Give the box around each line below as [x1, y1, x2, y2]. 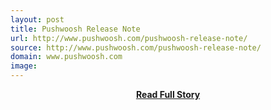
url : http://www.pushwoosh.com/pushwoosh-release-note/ [10, 33, 248, 43]
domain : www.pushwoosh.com [10, 52, 123, 62]
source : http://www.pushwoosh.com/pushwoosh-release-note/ [10, 42, 262, 53]
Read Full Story [135, 89, 201, 100]
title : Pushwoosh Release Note [10, 24, 141, 34]
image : [10, 61, 38, 71]
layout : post [10, 14, 65, 25]
